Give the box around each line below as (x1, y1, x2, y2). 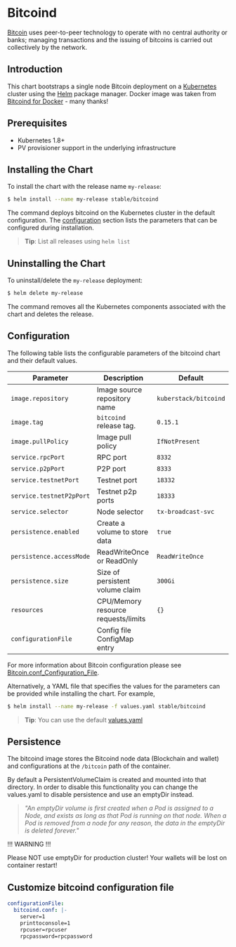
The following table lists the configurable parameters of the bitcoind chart (7, 349, 221, 357)
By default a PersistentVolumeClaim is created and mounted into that (7, 776, 206, 784)
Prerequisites (7, 117, 67, 129)
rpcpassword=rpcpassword (20, 932, 93, 940)
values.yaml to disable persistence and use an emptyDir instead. (7, 790, 195, 799)
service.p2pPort (11, 465, 65, 472)
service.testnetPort (11, 476, 79, 484)
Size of (97, 567, 120, 577)
